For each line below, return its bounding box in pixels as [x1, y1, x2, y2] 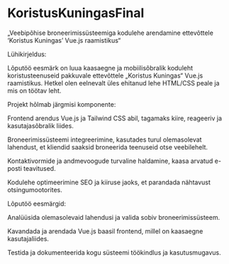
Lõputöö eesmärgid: [7, 199, 66, 208]
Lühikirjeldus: [7, 50, 47, 58]
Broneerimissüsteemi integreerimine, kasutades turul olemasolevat [7, 135, 202, 144]
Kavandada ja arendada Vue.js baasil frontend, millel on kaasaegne [7, 226, 203, 236]
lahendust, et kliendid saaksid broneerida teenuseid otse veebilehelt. [7, 142, 208, 151]
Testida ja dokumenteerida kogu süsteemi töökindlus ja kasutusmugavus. [7, 248, 221, 257]
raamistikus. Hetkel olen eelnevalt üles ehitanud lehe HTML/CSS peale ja [7, 78, 220, 87]
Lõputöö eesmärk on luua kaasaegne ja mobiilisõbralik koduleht [7, 63, 194, 72]
